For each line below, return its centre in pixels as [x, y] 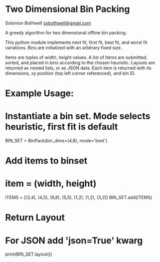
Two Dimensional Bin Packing [68, 9]
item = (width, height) [51, 184]
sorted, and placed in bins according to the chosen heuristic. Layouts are [80, 62]
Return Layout [35, 218]
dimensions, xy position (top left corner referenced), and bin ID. [70, 73]
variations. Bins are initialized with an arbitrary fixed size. [64, 47]
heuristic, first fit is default [62, 127]
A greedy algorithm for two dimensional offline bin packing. [66, 32]
